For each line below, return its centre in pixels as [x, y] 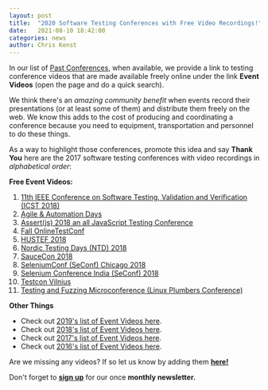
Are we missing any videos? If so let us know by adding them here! [119, 362]
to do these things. [40, 134]
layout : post [31, 16]
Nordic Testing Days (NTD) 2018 [74, 248]
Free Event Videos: [41, 182]
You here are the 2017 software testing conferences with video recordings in [134, 158]
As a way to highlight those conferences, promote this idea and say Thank [131, 150]
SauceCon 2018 [47, 256]
